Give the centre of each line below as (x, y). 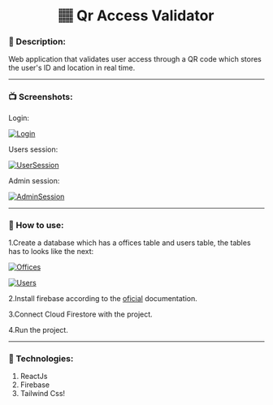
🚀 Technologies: (41, 358)
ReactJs (34, 377)
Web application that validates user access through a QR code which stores (135, 59)
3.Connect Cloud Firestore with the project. (80, 314)
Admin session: (34, 180)
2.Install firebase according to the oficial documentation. (103, 299)
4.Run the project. (39, 330)
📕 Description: (37, 41)
